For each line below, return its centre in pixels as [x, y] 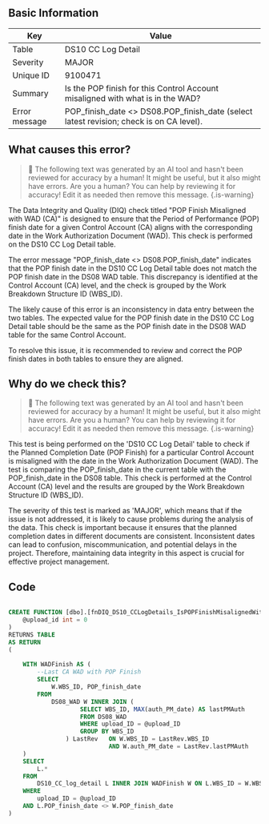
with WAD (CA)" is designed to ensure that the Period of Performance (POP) [134, 219]
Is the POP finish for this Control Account [141, 88]
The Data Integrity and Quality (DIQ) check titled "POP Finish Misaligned [127, 210]
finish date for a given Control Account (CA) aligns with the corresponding [131, 227]
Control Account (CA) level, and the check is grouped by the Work [117, 285]
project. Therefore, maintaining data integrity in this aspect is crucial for [126, 553]
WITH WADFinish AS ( [57, 665]
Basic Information [54, 13]
